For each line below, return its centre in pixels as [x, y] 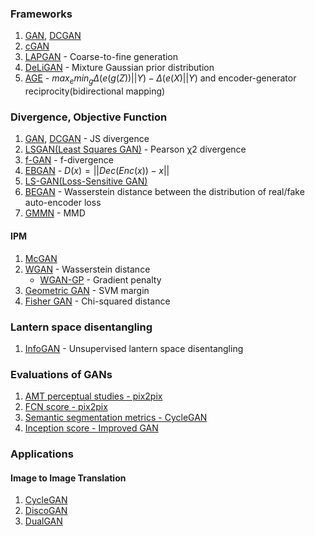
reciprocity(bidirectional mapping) [95, 91]
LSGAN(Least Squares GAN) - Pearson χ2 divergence [135, 149]
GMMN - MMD [55, 213]
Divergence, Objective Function [89, 117]
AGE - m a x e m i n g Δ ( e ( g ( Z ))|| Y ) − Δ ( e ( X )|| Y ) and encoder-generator [160, 79]
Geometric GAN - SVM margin [87, 290]
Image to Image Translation [68, 478]
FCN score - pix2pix [66, 407]
